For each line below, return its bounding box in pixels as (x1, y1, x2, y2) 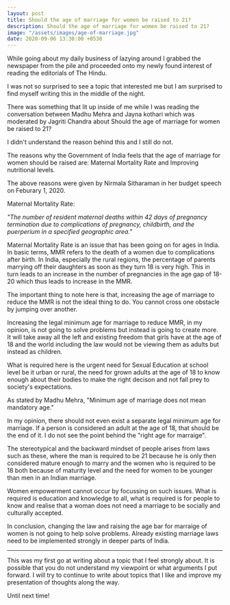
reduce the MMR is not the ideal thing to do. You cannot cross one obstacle (7, 298, 220, 306)
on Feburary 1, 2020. (7, 187, 66, 195)
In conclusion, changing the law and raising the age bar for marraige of (7, 522, 207, 530)
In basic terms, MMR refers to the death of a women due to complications (7, 248, 215, 257)
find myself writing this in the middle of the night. (7, 90, 146, 98)
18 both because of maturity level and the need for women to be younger (7, 466, 214, 475)
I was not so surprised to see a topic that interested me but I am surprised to (7, 82, 222, 91)
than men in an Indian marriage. (7, 474, 97, 482)
